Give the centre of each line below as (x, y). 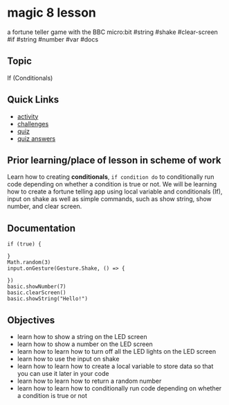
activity (28, 117)
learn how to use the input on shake (68, 359)
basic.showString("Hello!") (48, 299)
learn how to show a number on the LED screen (85, 344)
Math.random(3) (29, 262)
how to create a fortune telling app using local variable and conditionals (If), (115, 191)
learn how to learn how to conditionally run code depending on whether (119, 388)
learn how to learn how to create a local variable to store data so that (115, 366)
